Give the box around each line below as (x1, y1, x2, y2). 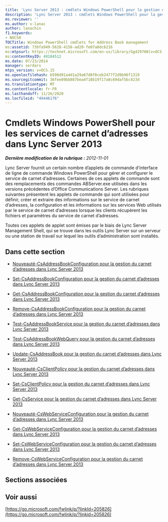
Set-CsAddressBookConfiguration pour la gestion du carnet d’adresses (12, 276, 159, 282)
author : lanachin (5, 26, 41, 31)
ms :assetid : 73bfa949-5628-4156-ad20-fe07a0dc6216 (5, 45, 113, 50)
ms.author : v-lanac (5, 21, 46, 27)
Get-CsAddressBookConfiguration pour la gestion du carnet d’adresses (12, 291, 160, 297)
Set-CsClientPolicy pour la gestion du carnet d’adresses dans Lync (12, 381, 150, 387)
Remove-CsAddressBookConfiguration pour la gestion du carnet (12, 306, 146, 312)
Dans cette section (5, 247, 65, 256)
